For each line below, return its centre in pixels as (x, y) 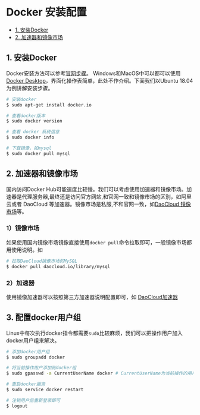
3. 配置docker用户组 (44, 318)
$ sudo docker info (30, 137)
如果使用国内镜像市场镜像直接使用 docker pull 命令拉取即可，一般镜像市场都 (99, 242)
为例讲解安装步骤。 (30, 88)
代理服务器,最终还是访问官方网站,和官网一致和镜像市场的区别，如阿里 (107, 196)
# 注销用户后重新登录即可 (33, 400)
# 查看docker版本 (26, 116)
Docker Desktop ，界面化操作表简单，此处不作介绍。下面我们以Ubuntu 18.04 (100, 80)
